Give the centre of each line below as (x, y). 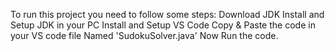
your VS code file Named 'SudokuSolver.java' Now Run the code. (144, 35)
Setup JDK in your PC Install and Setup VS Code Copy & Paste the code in (163, 25)
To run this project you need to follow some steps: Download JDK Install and (167, 14)
